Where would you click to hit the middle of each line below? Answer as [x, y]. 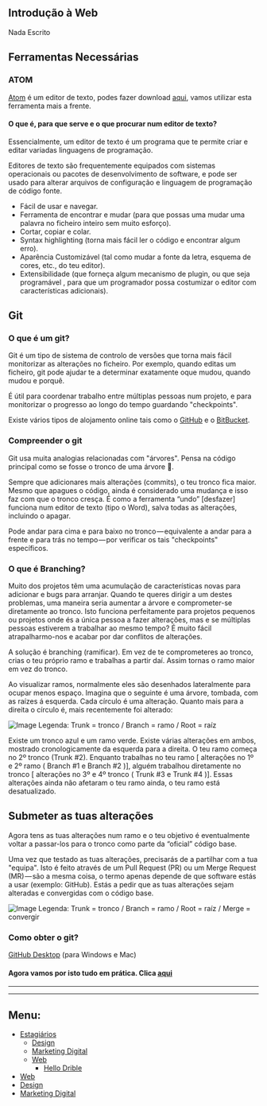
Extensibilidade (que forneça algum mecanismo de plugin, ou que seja [135, 274]
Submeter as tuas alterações [81, 816]
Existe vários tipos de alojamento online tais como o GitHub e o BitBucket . [129, 420]
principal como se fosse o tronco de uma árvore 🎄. [91, 466]
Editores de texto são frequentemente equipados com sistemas [112, 165]
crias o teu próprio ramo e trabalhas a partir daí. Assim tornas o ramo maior [132, 660]
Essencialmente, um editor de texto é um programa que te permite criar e [128, 142]
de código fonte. [35, 191]
